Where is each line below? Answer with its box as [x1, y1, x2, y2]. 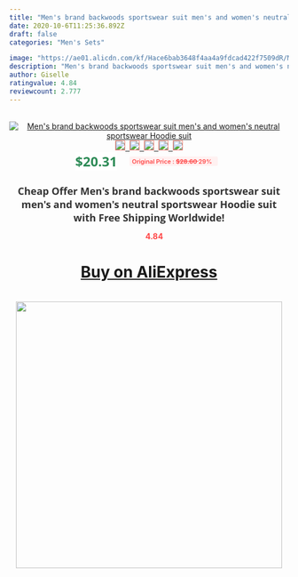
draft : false [9, 29, 58, 38]
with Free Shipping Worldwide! [73, 210, 225, 225]
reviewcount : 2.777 [9, 86, 82, 96]
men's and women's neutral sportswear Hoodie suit [20, 196, 278, 212]
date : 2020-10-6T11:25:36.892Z [9, 21, 125, 30]
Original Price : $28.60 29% [131, 156, 213, 165]
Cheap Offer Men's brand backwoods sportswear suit [17, 183, 281, 198]
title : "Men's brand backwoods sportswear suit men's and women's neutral [9, 12, 292, 22]
